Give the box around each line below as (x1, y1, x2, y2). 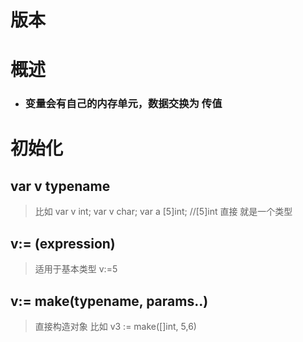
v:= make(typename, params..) (10, 292, 209, 310)
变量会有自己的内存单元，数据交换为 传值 (24, 97, 223, 111)
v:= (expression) (10, 235, 116, 252)
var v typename (10, 177, 111, 195)
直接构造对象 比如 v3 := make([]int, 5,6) (34, 320, 197, 332)
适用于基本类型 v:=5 (34, 263, 118, 275)
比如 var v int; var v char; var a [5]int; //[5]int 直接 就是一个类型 (34, 206, 293, 218)
